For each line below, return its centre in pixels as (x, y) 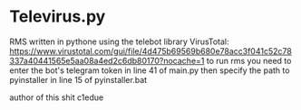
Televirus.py (58, 17)
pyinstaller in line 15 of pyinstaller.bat (78, 79)
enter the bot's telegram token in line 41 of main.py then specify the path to (150, 70)
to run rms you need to (249, 60)
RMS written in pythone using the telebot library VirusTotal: (119, 41)
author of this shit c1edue (57, 97)
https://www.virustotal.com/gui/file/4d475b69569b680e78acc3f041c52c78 (150, 50)
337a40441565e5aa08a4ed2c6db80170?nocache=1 (107, 60)
